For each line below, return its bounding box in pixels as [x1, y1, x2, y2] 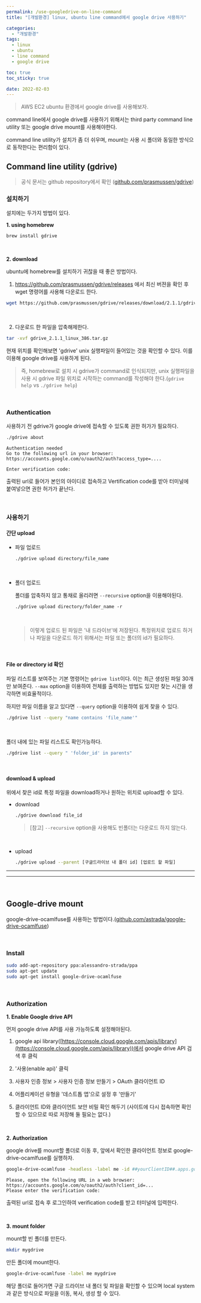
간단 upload [6, 529, 35, 536]
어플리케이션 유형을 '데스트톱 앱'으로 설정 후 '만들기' [14, 1090, 136, 1098]
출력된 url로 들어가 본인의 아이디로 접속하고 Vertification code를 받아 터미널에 [6, 478, 189, 485]
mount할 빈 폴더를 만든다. [6, 1235, 67, 1242]
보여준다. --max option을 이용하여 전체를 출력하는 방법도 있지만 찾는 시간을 [12, 683, 187, 690]
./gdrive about [6, 435, 44, 441]
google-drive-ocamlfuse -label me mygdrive [6, 1271, 117, 1277]
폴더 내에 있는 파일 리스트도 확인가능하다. [6, 738, 102, 745]
